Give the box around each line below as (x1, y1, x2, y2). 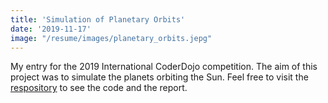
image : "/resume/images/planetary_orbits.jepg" (10, 33, 213, 43)
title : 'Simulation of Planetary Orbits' (10, 14, 186, 25)
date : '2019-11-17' (10, 24, 92, 34)
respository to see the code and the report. (10, 82, 188, 94)
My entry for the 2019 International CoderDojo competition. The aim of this (10, 61, 318, 73)
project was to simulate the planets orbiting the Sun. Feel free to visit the (10, 71, 309, 83)
